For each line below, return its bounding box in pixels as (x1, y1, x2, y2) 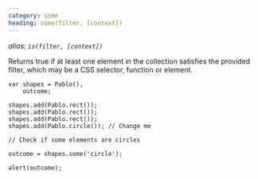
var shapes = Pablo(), (8, 80, 84, 88)
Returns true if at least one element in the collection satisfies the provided (8, 56, 251, 66)
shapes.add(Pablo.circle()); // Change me (8, 122, 151, 130)
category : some (8, 11, 59, 20)
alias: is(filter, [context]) (8, 41, 104, 50)
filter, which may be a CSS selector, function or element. (8, 64, 193, 74)
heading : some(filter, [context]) (8, 19, 123, 27)
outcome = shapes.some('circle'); (8, 150, 123, 158)
